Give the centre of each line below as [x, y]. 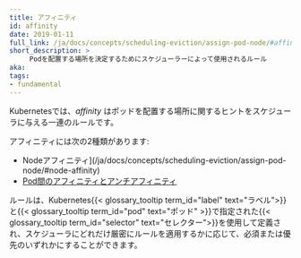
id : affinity [34, 26]
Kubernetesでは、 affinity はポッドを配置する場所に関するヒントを [131, 111]
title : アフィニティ [43, 17]
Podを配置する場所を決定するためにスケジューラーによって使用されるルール [148, 59]
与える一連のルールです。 [72, 122]
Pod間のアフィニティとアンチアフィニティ [99, 181]
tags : [19, 76]
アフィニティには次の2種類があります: [79, 141]
